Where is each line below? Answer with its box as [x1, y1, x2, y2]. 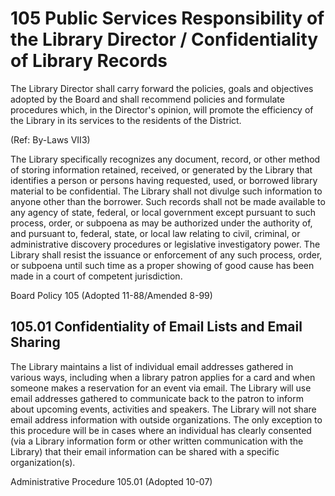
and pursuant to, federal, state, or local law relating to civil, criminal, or [10, 227, 301, 239]
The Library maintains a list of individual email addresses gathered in [10, 360, 294, 372]
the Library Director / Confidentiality [10, 28, 319, 51]
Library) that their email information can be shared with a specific [10, 445, 280, 457]
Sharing [10, 334, 61, 351]
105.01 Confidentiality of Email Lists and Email [10, 318, 303, 336]
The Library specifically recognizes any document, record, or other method [10, 153, 321, 165]
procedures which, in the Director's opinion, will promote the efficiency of [10, 103, 314, 116]
